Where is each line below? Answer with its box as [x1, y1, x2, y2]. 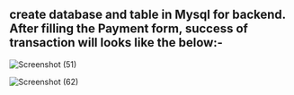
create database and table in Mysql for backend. [9, 7, 286, 22]
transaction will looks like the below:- [9, 35, 223, 50]
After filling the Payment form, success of [9, 22, 249, 37]
